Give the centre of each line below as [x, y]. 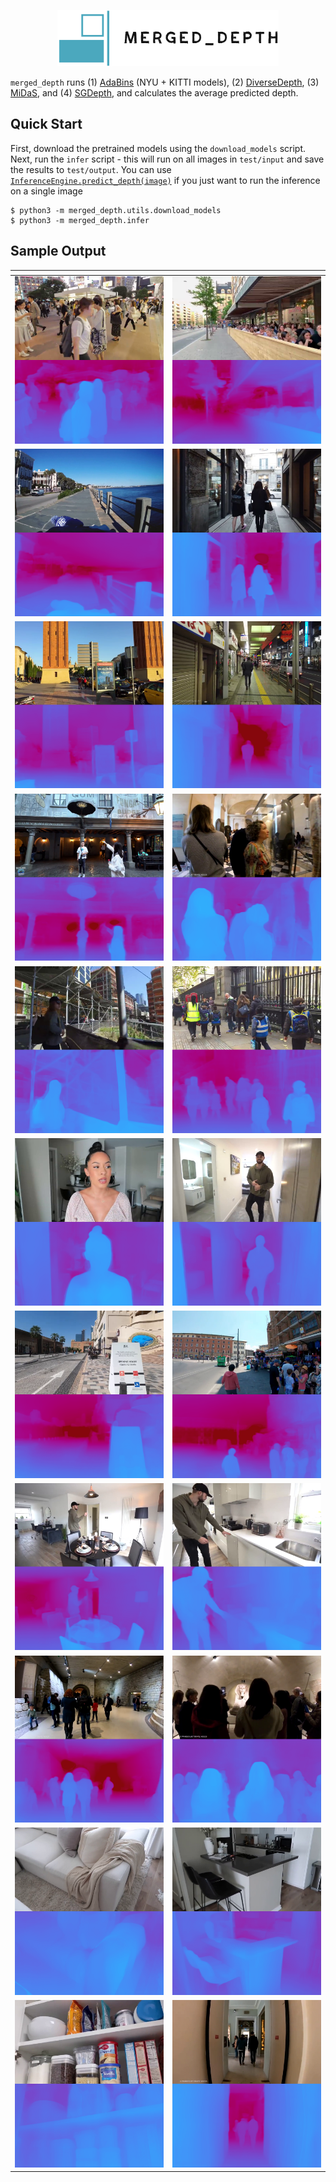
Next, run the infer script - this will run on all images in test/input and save [167, 159]
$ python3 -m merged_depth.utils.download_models [116, 210]
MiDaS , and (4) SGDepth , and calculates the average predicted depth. [154, 93]
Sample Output [58, 251]
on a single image [46, 191]
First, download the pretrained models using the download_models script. [158, 148]
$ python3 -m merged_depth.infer [80, 220]
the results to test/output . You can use [91, 169]
